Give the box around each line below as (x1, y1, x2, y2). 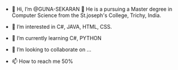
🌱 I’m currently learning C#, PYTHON (11, 35, 102, 41)
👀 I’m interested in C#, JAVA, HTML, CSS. (11, 24, 112, 30)
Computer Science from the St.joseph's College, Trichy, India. (11, 12, 162, 19)
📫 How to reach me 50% (11, 58, 73, 65)
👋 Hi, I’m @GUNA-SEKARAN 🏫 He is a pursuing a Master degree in (11, 6, 173, 12)
